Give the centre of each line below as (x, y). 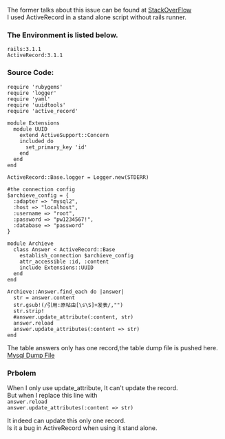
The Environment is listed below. (63, 35)
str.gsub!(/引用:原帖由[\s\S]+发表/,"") (68, 305)
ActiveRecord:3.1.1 (35, 55)
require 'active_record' (43, 111)
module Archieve (30, 244)
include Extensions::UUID (57, 268)
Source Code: (31, 73)
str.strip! (29, 311)
